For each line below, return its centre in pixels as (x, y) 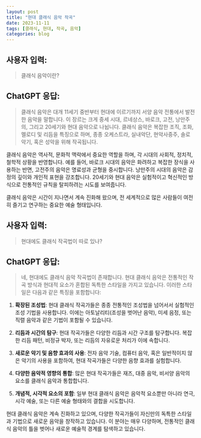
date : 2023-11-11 (28, 23)
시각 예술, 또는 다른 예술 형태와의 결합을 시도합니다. (75, 401)
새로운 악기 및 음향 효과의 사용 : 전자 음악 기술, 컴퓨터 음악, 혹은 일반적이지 (100, 353)
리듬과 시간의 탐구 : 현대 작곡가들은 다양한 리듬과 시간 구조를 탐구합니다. (98, 333)
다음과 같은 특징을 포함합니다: (67, 292)
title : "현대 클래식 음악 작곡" (41, 17)
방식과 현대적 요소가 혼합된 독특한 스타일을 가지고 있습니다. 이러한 (104, 285)
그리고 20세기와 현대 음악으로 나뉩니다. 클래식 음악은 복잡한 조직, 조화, (111, 127)
